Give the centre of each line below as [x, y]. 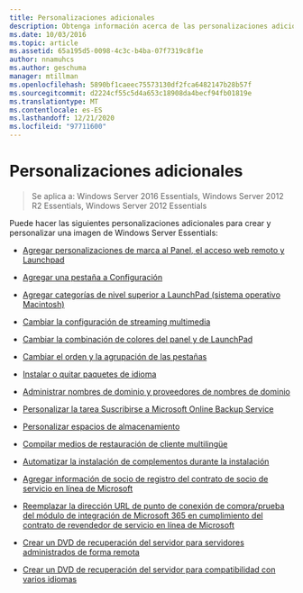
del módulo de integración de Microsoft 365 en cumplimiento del [142, 515]
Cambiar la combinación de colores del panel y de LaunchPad [138, 339]
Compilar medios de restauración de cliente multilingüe [125, 443]
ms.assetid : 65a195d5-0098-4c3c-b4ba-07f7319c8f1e [106, 51]
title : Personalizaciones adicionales [82, 18]
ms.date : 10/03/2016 [48, 34]
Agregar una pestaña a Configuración [92, 277]
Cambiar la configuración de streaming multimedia [116, 322]
